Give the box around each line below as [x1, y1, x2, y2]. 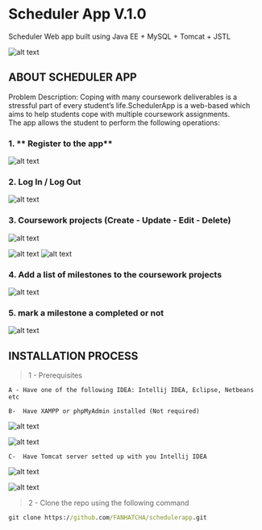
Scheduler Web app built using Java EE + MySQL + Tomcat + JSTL [8, 31, 231, 41]
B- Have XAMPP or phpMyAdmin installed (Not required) [8, 407, 200, 415]
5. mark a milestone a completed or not [8, 307, 164, 319]
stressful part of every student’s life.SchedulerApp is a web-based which [8, 100, 251, 110]
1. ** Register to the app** [8, 138, 113, 149]
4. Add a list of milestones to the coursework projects [8, 269, 222, 280]
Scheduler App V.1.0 [8, 5, 147, 23]
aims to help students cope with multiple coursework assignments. [8, 109, 231, 119]
